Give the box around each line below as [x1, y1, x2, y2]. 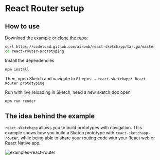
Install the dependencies [5, 58, 54, 63]
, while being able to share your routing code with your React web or [18, 135, 155, 141]
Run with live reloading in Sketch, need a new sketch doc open [5, 89, 131, 95]
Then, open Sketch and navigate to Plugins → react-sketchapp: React [5, 75, 146, 81]
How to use [5, 22, 40, 30]
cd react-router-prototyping [5, 49, 64, 54]
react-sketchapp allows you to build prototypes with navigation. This [5, 125, 142, 131]
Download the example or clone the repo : [5, 35, 88, 41]
